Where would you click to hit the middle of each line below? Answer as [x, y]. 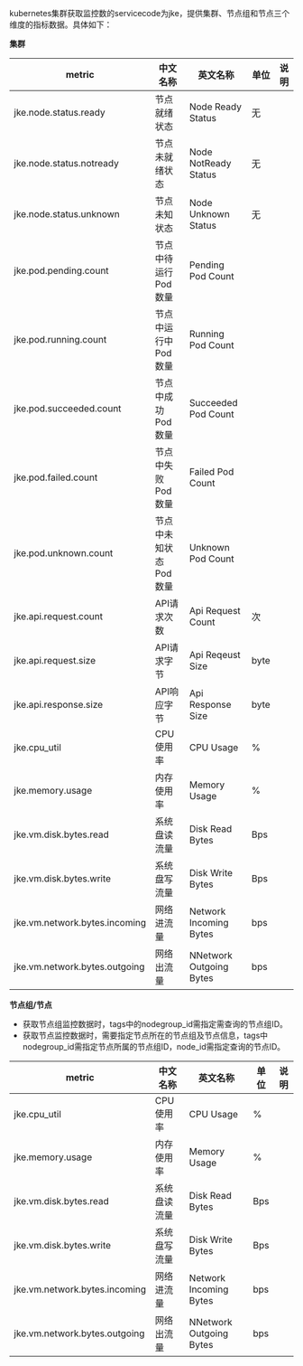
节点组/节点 [31, 1005]
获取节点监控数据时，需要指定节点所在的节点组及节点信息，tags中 [145, 1035]
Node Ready [215, 107]
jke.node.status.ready [60, 113]
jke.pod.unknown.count [64, 553]
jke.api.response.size [59, 705]
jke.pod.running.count [60, 339]
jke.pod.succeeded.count [68, 408]
